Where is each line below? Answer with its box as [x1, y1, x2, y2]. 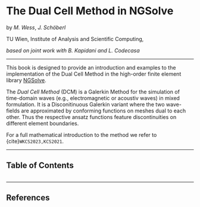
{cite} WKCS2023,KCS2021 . [6, 137, 64, 145]
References [6, 193, 50, 203]
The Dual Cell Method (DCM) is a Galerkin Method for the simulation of [6, 88, 180, 95]
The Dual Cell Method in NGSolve [6, 4, 174, 18]
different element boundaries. [6, 120, 79, 127]
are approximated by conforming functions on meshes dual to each [21, 107, 186, 114]
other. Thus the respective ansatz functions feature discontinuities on [6, 113, 177, 120]
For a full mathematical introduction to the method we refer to [6, 131, 157, 138]
